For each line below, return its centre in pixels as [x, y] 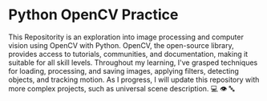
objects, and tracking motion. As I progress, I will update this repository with [134, 79]
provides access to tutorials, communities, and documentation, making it [128, 54]
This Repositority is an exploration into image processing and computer [126, 37]
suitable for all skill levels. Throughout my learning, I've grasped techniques [133, 63]
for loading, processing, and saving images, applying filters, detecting [123, 71]
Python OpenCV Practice [93, 15]
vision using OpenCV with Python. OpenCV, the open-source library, [121, 45]
